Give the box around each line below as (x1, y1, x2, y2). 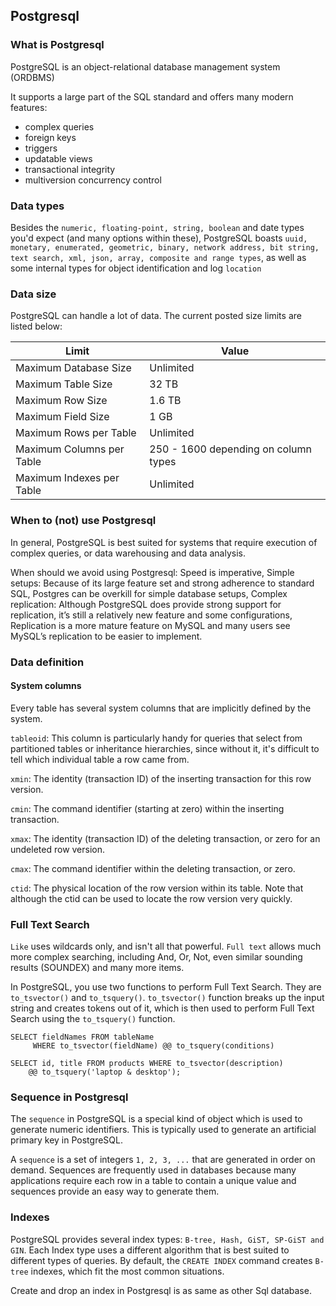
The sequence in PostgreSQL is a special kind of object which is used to (10, 1113, 303, 1125)
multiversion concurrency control (24, 174, 162, 186)
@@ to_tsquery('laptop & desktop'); (28, 1067, 182, 1077)
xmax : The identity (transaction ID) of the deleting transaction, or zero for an (10, 832, 321, 844)
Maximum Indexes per (15, 471, 120, 485)
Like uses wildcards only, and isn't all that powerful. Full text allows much (10, 940, 322, 952)
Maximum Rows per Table (15, 426, 137, 440)
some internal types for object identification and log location (10, 262, 262, 274)
